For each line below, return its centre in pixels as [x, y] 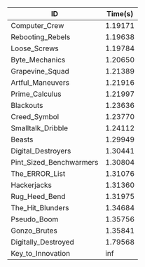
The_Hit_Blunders [40, 208]
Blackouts [27, 105]
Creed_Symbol [35, 117]
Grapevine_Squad [40, 71]
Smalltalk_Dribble [40, 128]
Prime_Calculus [36, 94]
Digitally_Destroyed [43, 242]
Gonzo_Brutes [34, 231]
